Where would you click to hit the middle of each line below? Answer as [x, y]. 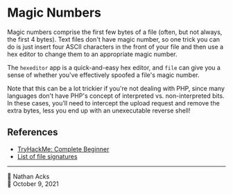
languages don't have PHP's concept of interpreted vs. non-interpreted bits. [116, 96]
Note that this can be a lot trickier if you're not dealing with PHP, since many [116, 88]
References [33, 132]
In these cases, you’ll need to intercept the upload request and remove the [113, 103]
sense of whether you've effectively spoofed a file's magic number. [103, 75]
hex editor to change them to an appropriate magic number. [93, 54]
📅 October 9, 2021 [33, 184]
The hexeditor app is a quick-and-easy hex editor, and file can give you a [114, 67]
